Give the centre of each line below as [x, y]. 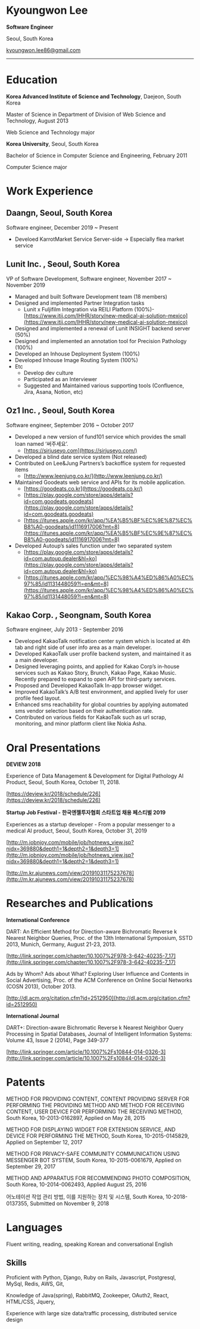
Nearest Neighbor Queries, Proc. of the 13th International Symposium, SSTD [99, 938]
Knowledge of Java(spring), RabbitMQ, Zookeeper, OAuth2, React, [87, 1295]
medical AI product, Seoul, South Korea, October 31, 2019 [77, 831]
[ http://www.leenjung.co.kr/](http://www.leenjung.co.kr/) [93, 476]
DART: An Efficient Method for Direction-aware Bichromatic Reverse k [92, 932]
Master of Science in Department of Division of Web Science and [86, 114]
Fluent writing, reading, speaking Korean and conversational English [90, 1244]
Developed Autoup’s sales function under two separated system [93, 546]
